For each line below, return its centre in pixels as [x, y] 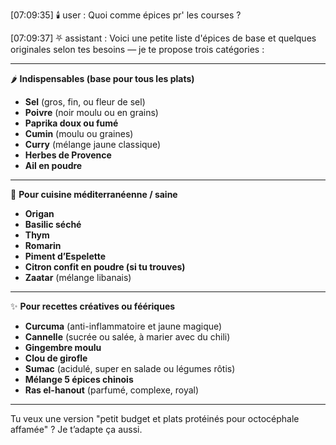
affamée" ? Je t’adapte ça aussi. [76, 429]
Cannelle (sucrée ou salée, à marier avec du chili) [127, 337]
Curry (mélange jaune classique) [92, 144]
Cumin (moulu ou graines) [79, 133]
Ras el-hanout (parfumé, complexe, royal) [112, 390]
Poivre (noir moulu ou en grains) [91, 112]
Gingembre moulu [63, 347]
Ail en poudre [53, 165]
